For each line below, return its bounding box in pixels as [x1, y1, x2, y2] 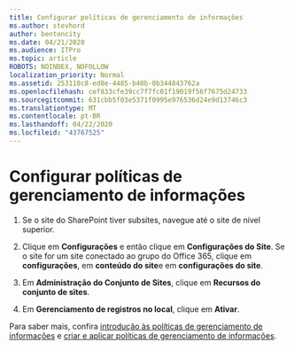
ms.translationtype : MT [9, 104, 97, 113]
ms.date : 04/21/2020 [9, 37, 86, 47]
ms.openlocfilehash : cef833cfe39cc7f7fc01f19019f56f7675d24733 [9, 87, 248, 96]
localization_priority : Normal [9, 71, 125, 80]
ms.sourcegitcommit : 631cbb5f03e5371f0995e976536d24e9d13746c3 [9, 95, 248, 105]
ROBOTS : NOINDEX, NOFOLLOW [9, 63, 109, 72]
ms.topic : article [9, 54, 77, 63]
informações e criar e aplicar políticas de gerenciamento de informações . [9, 330, 277, 341]
